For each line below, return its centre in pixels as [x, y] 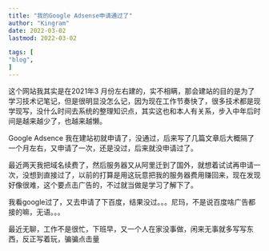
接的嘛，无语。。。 [36, 212]
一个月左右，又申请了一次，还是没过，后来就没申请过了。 [103, 148]
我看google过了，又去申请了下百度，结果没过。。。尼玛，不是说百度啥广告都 [132, 201]
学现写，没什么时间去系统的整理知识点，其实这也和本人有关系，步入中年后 [131, 111]
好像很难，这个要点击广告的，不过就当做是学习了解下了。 [103, 185]
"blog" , [21, 60]
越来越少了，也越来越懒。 [64, 121]
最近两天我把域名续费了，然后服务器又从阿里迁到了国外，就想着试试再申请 [131, 165]
